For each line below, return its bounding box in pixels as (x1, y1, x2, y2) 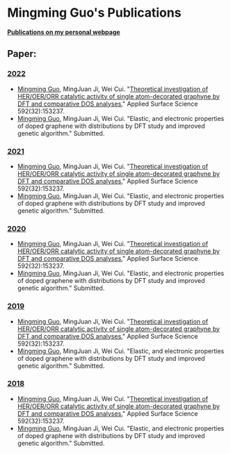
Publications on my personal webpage (7, 28, 120, 36)
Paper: (7, 48, 37, 60)
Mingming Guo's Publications (7, 5, 182, 21)
